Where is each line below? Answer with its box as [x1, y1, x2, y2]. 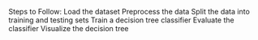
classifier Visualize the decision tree [8, 24, 129, 33]
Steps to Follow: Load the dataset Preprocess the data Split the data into [8, 7, 250, 16]
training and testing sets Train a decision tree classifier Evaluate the [8, 15, 234, 25]
